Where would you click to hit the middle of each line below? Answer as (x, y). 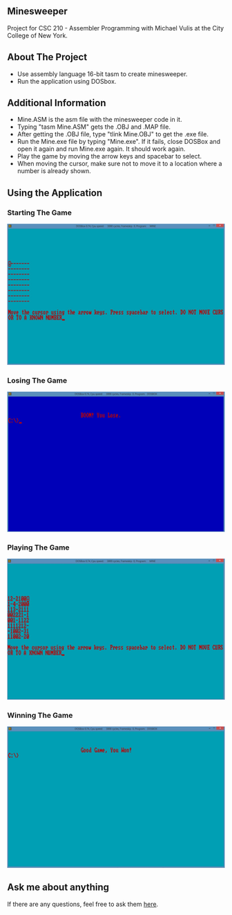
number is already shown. (54, 171)
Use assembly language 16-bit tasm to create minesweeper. (102, 74)
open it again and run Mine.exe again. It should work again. (101, 149)
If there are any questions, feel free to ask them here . (83, 904)
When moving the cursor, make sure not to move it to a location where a (119, 164)
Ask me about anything (58, 888)
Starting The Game (40, 212)
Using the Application (55, 193)
